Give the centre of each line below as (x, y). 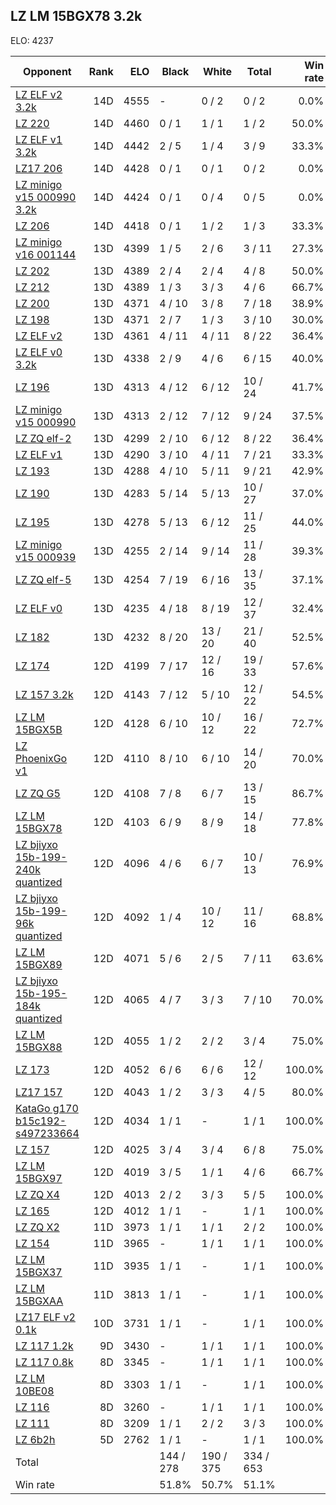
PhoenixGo (41, 758)
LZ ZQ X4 (37, 1194)
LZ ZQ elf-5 (43, 579)
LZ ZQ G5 (38, 793)
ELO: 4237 (32, 40)
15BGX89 (39, 964)
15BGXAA (39, 1301)
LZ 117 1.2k (44, 1346)
